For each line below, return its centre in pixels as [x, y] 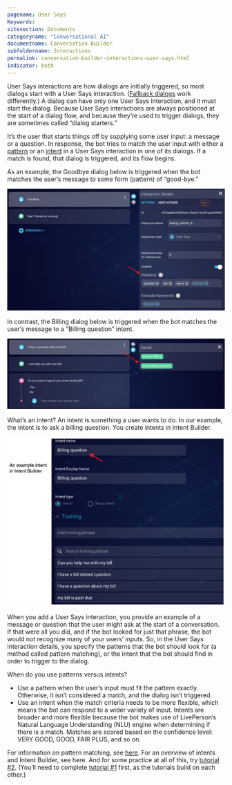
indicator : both [30, 66]
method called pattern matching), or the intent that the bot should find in [110, 654]
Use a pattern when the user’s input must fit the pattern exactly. [108, 688]
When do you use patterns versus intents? [67, 674]
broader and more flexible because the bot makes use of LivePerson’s [117, 717]
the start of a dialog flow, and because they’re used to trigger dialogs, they [113, 115]
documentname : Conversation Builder [60, 44]
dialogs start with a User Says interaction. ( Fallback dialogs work [99, 93]
